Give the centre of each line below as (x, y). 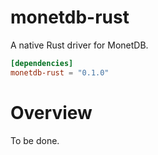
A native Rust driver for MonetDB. (79, 45)
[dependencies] (42, 63)
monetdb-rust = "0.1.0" (60, 72)
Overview (51, 112)
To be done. (35, 140)
